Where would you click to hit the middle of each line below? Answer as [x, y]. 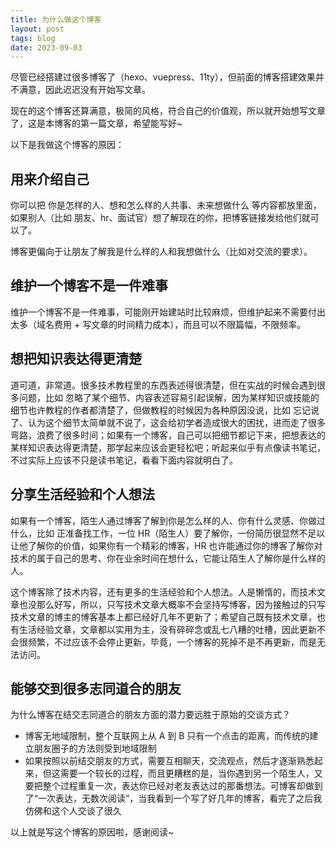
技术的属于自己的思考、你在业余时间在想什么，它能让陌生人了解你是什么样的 [168, 558]
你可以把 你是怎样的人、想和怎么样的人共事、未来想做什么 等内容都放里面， [166, 205]
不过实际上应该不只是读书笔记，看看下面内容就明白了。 [124, 460]
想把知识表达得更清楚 [76, 359]
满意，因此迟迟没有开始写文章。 [84, 90]
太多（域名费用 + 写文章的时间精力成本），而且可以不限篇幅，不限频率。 [158, 324]
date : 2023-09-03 [46, 47]
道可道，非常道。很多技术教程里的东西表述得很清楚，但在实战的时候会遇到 [163, 385]
